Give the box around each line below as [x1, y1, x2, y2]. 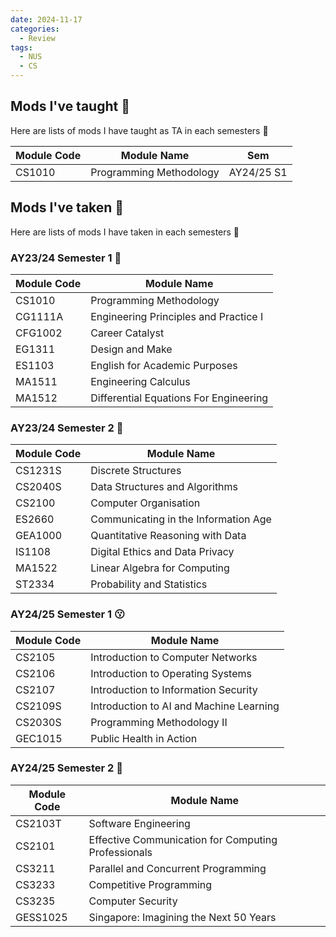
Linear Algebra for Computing [90, 561, 230, 575]
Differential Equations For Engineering [90, 391, 269, 405]
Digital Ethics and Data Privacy [90, 545, 235, 559]
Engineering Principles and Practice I [90, 309, 264, 323]
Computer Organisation [90, 496, 201, 510]
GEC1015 [15, 731, 63, 745]
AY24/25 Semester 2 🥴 [10, 761, 124, 775]
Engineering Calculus [90, 374, 191, 388]
